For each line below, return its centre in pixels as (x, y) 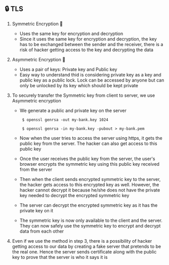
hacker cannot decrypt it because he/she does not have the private (90, 190)
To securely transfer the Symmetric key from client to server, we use (83, 95)
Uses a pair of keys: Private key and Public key (68, 69)
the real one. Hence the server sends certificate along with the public (84, 252)
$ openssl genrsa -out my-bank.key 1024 (65, 120)
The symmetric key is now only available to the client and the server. (91, 220)
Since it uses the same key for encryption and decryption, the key (88, 39)
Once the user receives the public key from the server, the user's (87, 159)
